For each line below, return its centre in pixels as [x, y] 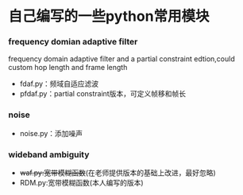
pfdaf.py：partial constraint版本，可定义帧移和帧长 [103, 94]
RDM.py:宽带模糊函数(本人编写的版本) [82, 183]
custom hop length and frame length [68, 68]
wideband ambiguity [49, 154]
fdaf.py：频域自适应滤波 [59, 84]
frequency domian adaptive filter [73, 42]
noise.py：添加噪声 [51, 133]
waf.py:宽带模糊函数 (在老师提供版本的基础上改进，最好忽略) [118, 173]
